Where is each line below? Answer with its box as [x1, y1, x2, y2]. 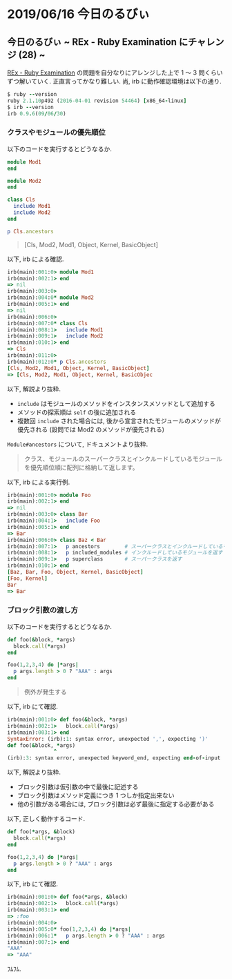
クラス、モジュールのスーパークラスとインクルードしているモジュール [23, 454, 223, 463]
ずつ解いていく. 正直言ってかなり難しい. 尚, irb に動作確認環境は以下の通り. [7, 77, 222, 85]
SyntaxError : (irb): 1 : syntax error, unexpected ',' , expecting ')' [7, 735, 209, 742]
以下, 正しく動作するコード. [7, 815, 86, 823]
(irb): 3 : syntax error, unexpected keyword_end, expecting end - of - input [7, 755, 221, 762]
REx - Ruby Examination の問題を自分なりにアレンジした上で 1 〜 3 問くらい [7, 68, 223, 77]
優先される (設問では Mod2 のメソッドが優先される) [17, 425, 164, 434]
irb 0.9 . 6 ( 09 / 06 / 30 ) [7, 110, 67, 117]
